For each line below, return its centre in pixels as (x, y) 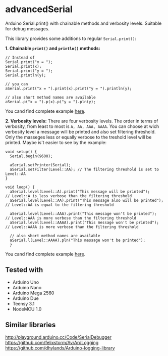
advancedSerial (39, 9)
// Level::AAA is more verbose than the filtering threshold (71, 218)
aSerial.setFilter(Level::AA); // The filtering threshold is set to (84, 169)
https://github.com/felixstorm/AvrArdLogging (52, 342)
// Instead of (20, 57)
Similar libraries (31, 325)
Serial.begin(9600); (31, 156)
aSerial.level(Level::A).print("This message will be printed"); (80, 191)
